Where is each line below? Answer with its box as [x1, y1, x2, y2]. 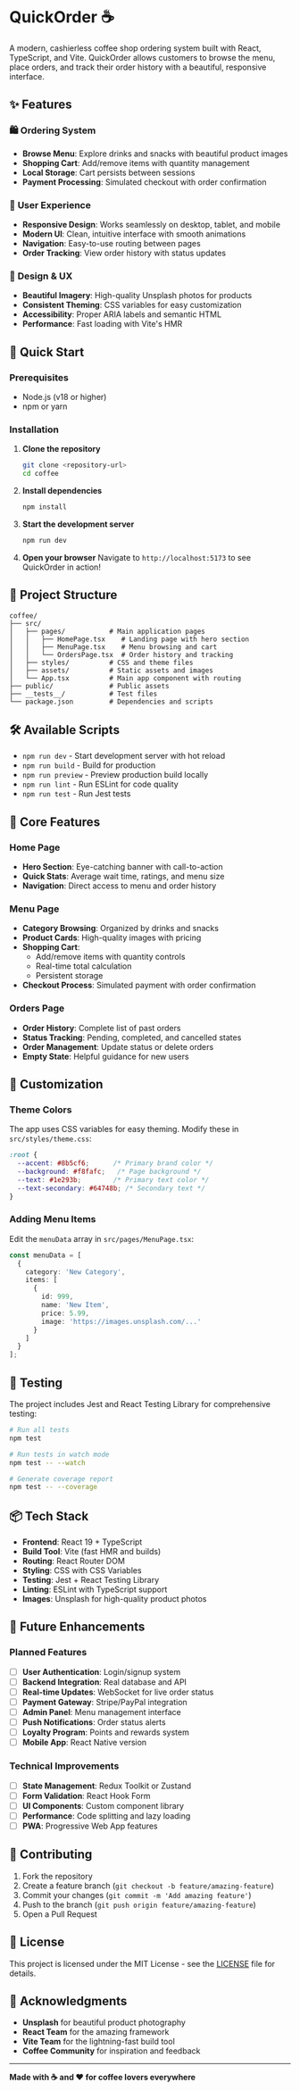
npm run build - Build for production [21, 760, 156, 771]
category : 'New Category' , [25, 1267, 126, 1277]
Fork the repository [21, 1870, 94, 1881]
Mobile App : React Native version [21, 1737, 147, 1748]
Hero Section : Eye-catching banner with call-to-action [21, 862, 223, 872]
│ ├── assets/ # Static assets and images [9, 666, 214, 675]
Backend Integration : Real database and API [21, 1676, 187, 1687]
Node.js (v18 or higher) [21, 391, 107, 402]
